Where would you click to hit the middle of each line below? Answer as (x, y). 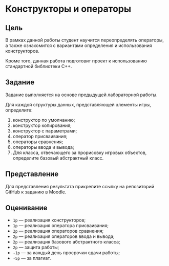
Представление (32, 174)
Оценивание (26, 208)
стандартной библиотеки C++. (39, 66)
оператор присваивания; (40, 136)
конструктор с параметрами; (45, 130)
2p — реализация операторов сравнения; (58, 231)
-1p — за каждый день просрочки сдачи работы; (66, 253)
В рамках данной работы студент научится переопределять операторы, (84, 40)
